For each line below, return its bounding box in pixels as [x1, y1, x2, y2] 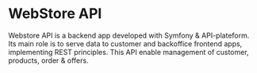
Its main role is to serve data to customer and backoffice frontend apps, [8, 38, 243, 48]
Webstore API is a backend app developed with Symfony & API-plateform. [8, 31, 250, 40]
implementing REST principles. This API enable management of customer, [8, 47, 249, 57]
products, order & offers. [8, 56, 89, 65]
